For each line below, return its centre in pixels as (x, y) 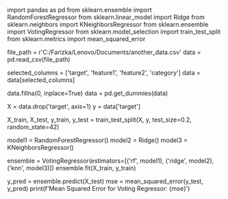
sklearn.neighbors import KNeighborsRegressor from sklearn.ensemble (108, 24)
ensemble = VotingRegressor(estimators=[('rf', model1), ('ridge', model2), (111, 161)
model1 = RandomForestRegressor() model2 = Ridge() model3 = (98, 140)
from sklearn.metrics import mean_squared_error (76, 39)
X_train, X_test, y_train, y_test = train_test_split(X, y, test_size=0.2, (99, 120)
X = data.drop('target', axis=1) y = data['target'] (74, 106)
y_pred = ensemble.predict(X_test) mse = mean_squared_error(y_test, (105, 181)
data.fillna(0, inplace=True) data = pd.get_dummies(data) (88, 93)
